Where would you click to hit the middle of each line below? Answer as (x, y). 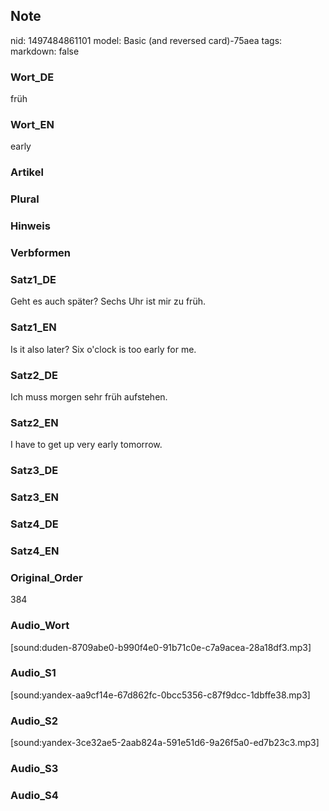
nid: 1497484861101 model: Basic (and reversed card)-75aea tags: (146, 40)
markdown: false (45, 51)
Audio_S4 (34, 795)
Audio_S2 (34, 721)
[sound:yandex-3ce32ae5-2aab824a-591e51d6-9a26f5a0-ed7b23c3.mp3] (165, 743)
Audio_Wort (40, 626)
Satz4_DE (34, 524)
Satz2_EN (34, 422)
